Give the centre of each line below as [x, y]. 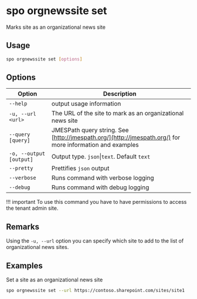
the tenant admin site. [32, 208]
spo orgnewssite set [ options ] [44, 59]
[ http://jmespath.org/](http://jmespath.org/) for [116, 137]
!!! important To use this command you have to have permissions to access [96, 202]
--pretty [21, 168]
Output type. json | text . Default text [101, 157]
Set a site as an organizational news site [55, 280]
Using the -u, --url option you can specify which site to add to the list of [95, 241]
